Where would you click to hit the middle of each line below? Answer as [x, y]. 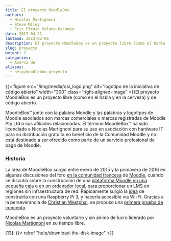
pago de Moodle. [23, 145]
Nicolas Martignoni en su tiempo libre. [45, 223]
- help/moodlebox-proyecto [39, 72]
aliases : [15, 67]
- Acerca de [23, 62]
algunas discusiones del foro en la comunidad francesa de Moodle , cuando [84, 175]
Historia [15, 158]
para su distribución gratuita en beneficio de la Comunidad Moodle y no [81, 134]
